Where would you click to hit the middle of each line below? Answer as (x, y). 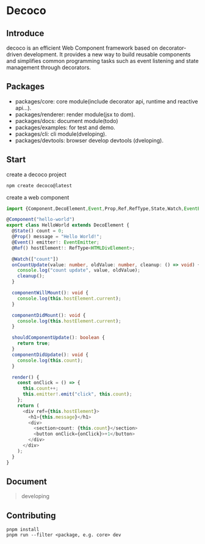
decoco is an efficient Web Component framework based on (82, 48)
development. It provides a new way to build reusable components (107, 54)
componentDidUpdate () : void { (50, 355)
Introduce (25, 33)
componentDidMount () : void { (49, 315)
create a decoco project (37, 174)
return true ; (34, 343)
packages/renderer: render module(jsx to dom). (75, 114)
